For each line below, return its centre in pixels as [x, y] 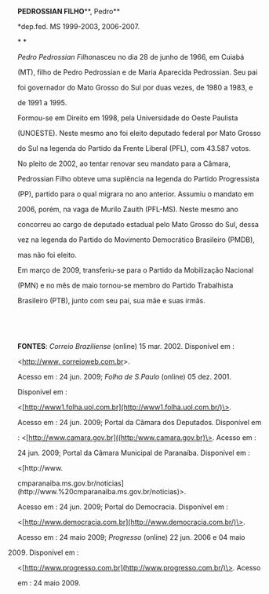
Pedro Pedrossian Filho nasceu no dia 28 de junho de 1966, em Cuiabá [131, 57]
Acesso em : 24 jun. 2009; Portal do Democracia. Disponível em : [123, 507]
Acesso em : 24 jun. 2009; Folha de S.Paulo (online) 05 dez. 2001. [124, 377]
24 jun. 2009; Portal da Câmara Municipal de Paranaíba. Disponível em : [134, 453]
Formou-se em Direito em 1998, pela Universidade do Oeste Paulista [128, 118]
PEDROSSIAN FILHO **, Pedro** [69, 11]
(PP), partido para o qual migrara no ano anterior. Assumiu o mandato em [136, 194]
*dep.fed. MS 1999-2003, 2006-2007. [79, 26]
